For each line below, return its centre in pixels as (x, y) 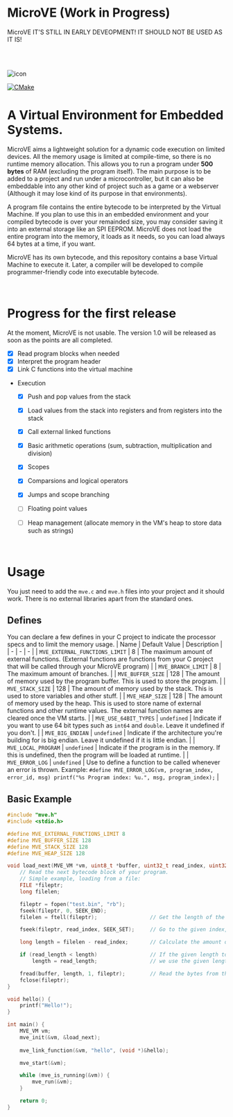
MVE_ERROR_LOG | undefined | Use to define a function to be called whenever (114, 762)
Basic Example (40, 799)
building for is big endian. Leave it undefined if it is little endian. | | (101, 740)
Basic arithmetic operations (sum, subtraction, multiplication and (120, 446)
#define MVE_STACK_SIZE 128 (48, 847)
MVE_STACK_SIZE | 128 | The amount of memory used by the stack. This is (110, 689)
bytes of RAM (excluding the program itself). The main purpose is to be (109, 171)
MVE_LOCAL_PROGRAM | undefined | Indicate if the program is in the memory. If (114, 748)
